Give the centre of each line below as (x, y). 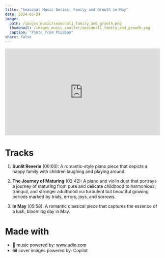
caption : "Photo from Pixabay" (41, 32)
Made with (27, 231)
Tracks (19, 153)
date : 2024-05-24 (23, 14)
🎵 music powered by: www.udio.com (49, 245)
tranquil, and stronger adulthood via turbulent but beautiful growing (80, 192)
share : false (18, 37)
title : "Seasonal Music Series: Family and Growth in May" (67, 10)
